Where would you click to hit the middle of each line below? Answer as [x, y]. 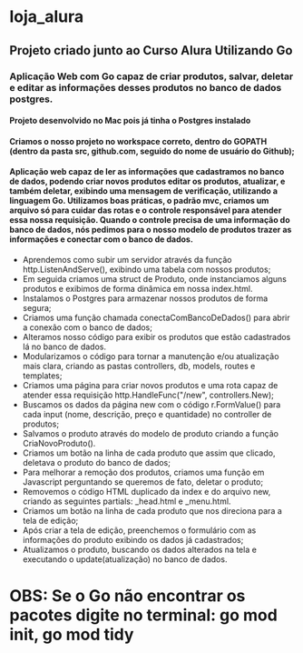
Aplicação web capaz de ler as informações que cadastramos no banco [147, 172]
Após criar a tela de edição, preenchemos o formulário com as [139, 530]
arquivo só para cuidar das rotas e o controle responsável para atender [146, 210]
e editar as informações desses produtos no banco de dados [146, 87]
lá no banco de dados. [64, 347]
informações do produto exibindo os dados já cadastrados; [133, 539]
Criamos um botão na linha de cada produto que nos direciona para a [152, 510]
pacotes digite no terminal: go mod [144, 615]
